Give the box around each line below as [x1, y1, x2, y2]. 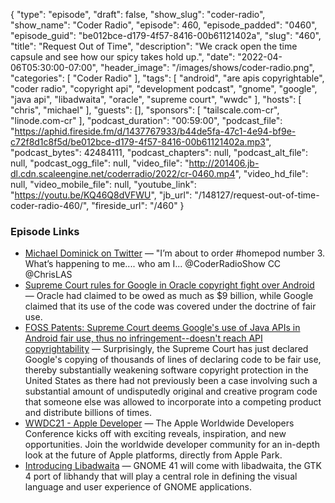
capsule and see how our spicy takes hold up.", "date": [10, 51, 236, 63]
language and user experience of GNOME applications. [24, 481, 253, 493]
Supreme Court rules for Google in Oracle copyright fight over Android [24, 279, 315, 291]
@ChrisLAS [24, 269, 73, 281]
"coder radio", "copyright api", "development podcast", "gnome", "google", [10, 83, 318, 94]
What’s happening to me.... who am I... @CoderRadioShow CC [24, 258, 282, 270]
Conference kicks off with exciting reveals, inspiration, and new [24, 428, 287, 440]
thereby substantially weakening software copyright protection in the [24, 364, 309, 376]
